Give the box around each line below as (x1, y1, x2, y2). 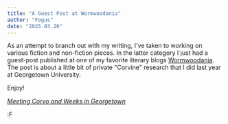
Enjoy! (7, 84, 25, 92)
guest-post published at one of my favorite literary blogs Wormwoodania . (7, 56, 215, 64)
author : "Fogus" (7, 16, 54, 23)
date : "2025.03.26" (7, 23, 63, 29)
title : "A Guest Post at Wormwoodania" (7, 10, 122, 17)
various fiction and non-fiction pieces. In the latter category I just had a (7, 49, 208, 57)
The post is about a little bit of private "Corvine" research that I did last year (7, 63, 221, 72)
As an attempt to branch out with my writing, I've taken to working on (7, 42, 203, 50)
